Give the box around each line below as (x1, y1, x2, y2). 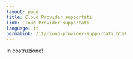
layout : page (6, 8, 39, 15)
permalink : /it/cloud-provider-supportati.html (6, 31, 128, 37)
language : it (6, 25, 39, 32)
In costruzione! (6, 47, 43, 54)
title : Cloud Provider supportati (6, 14, 93, 20)
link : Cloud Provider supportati (6, 20, 90, 26)
